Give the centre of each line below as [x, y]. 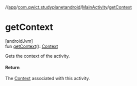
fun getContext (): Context [32, 46]
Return [12, 67]
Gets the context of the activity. [37, 56]
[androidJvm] [19, 41]
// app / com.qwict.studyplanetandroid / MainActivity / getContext [68, 7]
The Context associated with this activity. [47, 79]
